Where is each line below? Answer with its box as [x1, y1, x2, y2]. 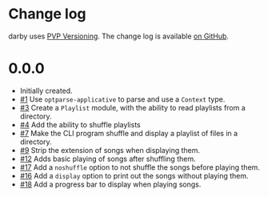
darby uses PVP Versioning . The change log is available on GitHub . [8, 31, 230, 41]
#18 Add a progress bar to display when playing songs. [19, 179, 202, 189]
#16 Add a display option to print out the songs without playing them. [19, 171, 250, 180]
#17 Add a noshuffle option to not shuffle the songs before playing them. [19, 162, 260, 172]
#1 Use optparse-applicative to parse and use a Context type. [19, 94, 226, 104]
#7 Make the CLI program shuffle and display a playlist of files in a [19, 128, 238, 138]
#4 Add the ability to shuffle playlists [19, 119, 142, 129]
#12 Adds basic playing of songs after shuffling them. [19, 154, 196, 163]
